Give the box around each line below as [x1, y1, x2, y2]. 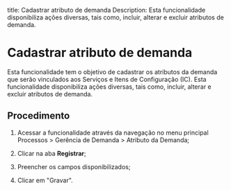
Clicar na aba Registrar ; [17, 149, 86, 157]
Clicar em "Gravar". [17, 176, 73, 184]
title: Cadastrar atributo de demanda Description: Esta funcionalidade [7, 6, 206, 14]
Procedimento [7, 110, 70, 122]
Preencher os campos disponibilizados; [17, 162, 131, 171]
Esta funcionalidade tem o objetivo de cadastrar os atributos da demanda [7, 67, 218, 76]
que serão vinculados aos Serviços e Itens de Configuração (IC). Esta [7, 75, 207, 83]
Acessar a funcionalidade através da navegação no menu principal [17, 128, 209, 137]
